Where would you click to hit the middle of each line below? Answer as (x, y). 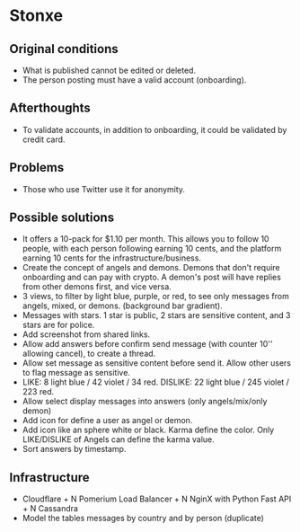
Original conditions (64, 49)
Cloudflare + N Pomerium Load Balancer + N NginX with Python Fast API (157, 499)
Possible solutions (62, 218)
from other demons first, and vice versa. (97, 287)
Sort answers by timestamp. (74, 449)
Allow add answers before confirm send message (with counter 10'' (147, 344)
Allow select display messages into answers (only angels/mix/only (145, 402)
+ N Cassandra (50, 509)
